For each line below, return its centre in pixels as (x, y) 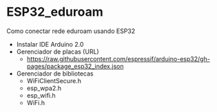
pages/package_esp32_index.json (75, 66)
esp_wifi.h (41, 95)
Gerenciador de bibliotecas (55, 74)
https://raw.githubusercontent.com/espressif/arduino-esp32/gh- (118, 58)
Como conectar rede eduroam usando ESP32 (71, 31)
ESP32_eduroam (55, 12)
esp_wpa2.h (44, 88)
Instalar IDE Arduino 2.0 (50, 44)
